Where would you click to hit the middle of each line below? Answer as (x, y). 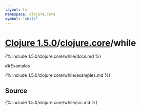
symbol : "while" (21, 19)
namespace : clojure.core (30, 14)
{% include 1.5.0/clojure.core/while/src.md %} (51, 103)
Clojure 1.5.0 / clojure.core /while (70, 43)
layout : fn (16, 10)
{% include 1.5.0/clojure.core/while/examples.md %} (58, 75)
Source (16, 91)
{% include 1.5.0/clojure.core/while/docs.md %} (53, 56)
